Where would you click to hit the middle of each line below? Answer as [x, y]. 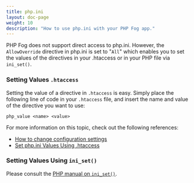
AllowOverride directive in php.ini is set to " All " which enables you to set [96, 52]
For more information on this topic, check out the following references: [93, 127]
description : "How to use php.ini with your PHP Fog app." [81, 28]
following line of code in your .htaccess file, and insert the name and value [97, 99]
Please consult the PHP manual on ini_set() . [62, 173]
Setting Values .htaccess [42, 80]
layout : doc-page [28, 17]
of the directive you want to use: [46, 106]
